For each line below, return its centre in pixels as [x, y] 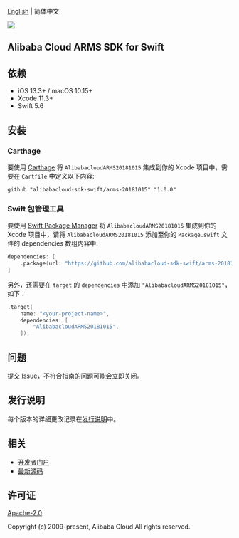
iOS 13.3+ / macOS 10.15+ [55, 91]
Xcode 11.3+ [35, 98]
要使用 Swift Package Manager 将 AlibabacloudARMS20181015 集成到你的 [112, 226]
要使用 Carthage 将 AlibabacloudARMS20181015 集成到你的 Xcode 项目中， [115, 167]
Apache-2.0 [25, 513]
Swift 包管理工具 [36, 209]
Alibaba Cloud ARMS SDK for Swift [86, 47]
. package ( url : [41, 264]
